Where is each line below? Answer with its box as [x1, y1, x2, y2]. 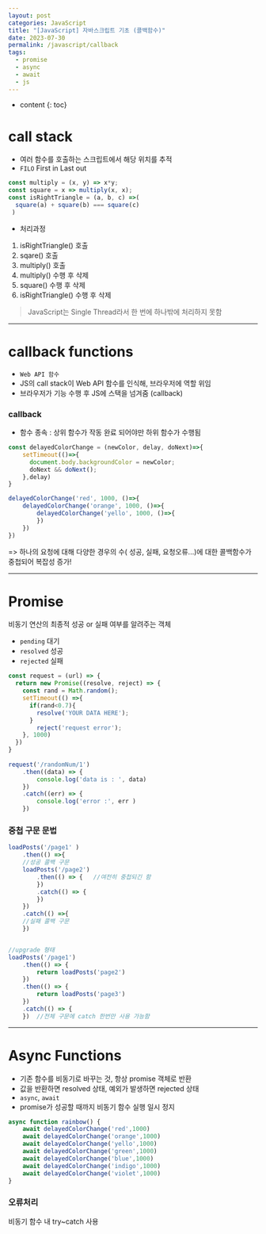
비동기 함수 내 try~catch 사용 [8, 1217, 99, 1226]
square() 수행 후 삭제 [19, 280, 85, 289]
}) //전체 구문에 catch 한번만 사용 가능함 [22, 1012, 150, 1020]
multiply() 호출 [19, 260, 66, 270]
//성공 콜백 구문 [22, 858, 70, 867]
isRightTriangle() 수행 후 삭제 [19, 290, 112, 300]
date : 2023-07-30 [8, 33, 66, 42]
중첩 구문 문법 [8, 826, 58, 837]
